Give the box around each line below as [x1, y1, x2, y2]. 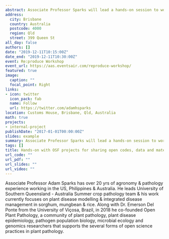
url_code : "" [5, 152, 33, 157]
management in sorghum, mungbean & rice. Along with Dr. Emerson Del [5, 202, 154, 208]
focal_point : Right [10, 82, 51, 87]
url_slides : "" [5, 162, 37, 167]
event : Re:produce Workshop [5, 59, 64, 64]
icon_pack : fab [10, 96, 42, 101]
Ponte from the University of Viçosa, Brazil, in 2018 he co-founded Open [5, 207, 155, 213]
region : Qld [10, 31, 35, 36]
